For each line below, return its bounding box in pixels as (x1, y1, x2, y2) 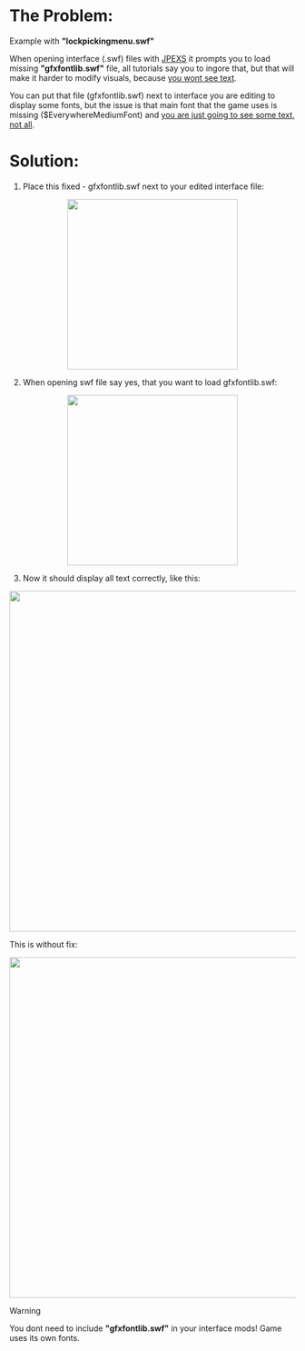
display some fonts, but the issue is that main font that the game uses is (9, 99, 278, 110)
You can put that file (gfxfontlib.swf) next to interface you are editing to (9, 90, 275, 101)
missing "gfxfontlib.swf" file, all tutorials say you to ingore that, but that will (9, 63, 295, 74)
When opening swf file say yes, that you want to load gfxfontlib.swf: (22, 376, 278, 387)
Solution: (9, 151, 80, 172)
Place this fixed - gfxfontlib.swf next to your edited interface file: (22, 181, 265, 192)
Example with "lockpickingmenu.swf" (9, 35, 154, 46)
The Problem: (9, 5, 113, 26)
